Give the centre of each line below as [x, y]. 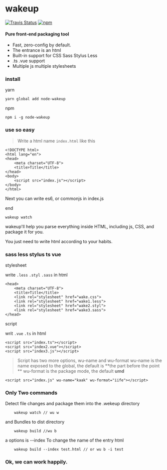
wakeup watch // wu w [36, 413]
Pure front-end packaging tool [37, 34]
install [13, 79]
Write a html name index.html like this [56, 141]
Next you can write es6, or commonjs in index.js [54, 198]
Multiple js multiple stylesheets [44, 66]
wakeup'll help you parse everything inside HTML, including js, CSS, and [80, 226]
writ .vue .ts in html [26, 333]
